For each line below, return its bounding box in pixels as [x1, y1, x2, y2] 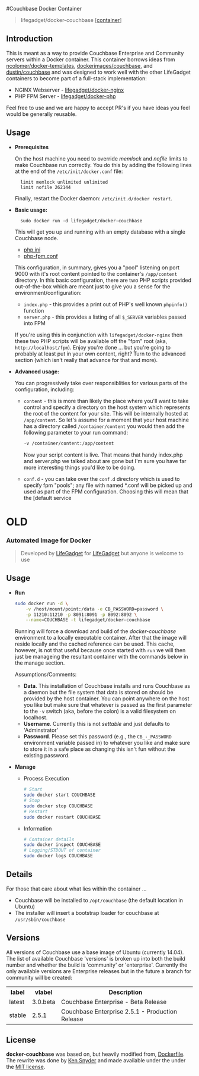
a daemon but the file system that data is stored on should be [23, 689, 174, 696]
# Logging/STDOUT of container [23, 847, 101, 854]
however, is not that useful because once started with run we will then [14, 647, 186, 654]
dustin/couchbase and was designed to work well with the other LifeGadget [6, 68, 191, 75]
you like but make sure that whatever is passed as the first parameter [23, 701, 192, 709]
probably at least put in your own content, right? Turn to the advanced [14, 350, 186, 357]
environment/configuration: [14, 289, 82, 296]
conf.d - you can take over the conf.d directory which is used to [23, 475, 180, 482]
